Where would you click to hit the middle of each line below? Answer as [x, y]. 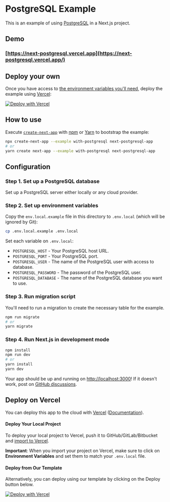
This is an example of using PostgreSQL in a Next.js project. [68, 23]
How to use [23, 120]
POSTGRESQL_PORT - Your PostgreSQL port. [56, 256]
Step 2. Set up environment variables [52, 206]
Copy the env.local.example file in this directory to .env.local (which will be [85, 216]
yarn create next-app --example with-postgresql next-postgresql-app [80, 151]
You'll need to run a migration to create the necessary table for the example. [85, 308]
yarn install [19, 365]
